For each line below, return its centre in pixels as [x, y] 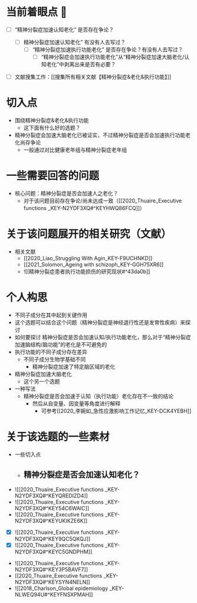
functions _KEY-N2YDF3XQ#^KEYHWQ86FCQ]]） [84, 208]
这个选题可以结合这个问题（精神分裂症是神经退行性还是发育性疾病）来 [100, 322]
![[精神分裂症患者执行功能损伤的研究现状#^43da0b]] [87, 271]
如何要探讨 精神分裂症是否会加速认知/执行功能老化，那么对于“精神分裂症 [103, 337]
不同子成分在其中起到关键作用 [51, 315]
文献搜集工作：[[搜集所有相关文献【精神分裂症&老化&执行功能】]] [93, 77]
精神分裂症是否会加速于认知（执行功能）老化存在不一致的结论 [98, 396]
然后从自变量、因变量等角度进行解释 [76, 404]
